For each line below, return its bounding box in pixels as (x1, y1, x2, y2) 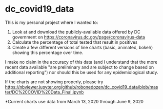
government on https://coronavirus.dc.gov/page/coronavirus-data (12, 34, 145, 40)
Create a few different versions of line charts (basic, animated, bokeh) (12, 44, 153, 50)
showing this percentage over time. (12, 50, 83, 55)
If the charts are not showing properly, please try (5, 79, 103, 85)
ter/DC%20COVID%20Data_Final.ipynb (5, 89, 84, 95)
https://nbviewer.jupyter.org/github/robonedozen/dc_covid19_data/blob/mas (5, 84, 159, 90)
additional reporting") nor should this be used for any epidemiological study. (5, 69, 159, 75)
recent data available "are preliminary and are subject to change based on (5, 64, 154, 70)
